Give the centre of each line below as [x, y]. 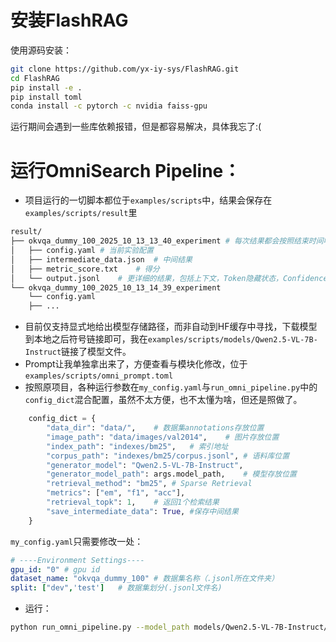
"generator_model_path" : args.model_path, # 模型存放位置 [171, 474]
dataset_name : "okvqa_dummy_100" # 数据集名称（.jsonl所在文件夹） [145, 579]
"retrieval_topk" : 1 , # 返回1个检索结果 [133, 502]
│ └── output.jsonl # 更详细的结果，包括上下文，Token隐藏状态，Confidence [169, 278]
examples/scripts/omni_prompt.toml [99, 376]
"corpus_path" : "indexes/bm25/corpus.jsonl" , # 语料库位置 [168, 456]
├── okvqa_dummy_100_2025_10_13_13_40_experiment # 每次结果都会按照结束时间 [167, 241]
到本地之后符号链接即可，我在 [86, 339]
